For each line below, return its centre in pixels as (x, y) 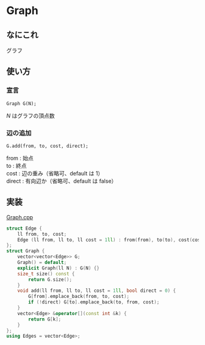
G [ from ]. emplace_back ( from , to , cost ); (79, 297)
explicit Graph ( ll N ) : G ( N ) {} (58, 268)
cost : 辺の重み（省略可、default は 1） (55, 173)
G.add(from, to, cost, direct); (47, 146)
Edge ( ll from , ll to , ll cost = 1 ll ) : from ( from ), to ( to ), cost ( (105, 240)
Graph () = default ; (42, 263)
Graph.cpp (20, 217)
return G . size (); (50, 279)
